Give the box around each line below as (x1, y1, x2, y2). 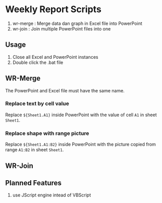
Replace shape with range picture (5, 129, 89, 137)
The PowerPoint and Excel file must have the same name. (5, 87, 125, 93)
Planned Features (5, 179, 62, 187)
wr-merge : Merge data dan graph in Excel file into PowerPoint (12, 20, 142, 26)
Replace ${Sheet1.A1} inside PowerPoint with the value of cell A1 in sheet (5, 112, 157, 118)
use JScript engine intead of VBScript (12, 192, 91, 198)
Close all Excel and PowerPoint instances (12, 54, 98, 60)
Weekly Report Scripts (5, 4, 102, 15)
